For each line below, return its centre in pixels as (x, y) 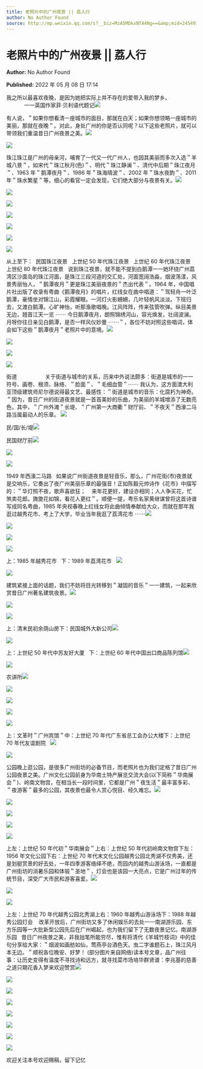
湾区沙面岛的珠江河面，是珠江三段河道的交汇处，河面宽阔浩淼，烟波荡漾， (99, 277)
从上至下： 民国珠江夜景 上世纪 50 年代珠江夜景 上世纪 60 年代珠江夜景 (98, 261)
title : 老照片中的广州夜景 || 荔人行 (48, 12)
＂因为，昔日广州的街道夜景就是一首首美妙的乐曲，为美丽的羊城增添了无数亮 (101, 400)
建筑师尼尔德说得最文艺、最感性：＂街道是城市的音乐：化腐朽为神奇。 (109, 392)
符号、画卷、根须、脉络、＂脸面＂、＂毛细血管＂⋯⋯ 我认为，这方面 (92, 384)
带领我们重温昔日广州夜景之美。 (46, 133)
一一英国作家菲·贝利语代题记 (59, 105)
